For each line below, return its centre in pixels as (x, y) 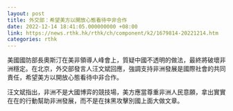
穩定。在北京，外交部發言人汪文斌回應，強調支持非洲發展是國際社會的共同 (119, 69)
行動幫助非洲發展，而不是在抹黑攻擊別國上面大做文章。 (104, 101)
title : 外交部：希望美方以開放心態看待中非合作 (67, 20)
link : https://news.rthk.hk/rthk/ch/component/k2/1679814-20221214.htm (113, 33)
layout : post (26, 14)
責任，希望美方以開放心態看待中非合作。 (65, 78)
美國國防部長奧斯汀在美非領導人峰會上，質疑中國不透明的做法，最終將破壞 (113, 60)
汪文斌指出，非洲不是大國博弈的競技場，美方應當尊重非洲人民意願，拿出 (110, 92)
